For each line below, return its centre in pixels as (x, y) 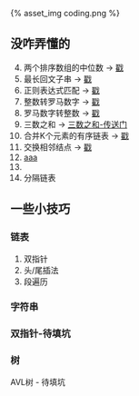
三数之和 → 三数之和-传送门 (75, 124)
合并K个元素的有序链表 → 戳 (76, 135)
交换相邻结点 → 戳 (58, 147)
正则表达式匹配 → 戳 (62, 90)
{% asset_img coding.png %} (65, 13)
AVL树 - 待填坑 (38, 381)
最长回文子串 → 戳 (58, 79)
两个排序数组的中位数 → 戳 (74, 67)
